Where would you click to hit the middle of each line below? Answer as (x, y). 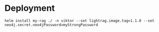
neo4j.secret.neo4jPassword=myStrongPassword (51, 25)
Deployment (30, 8)
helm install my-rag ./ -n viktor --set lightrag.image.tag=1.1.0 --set (79, 21)
